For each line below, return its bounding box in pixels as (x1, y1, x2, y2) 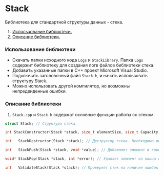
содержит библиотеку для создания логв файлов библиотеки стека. (12, 62, 155, 68)
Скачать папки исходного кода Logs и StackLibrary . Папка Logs (12, 57, 143, 63)
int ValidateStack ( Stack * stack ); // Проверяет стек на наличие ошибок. (5, 165, 161, 170)
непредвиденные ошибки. (12, 88, 67, 94)
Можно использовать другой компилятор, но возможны (12, 83, 130, 89)
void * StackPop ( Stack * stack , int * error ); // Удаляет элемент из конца (5, 156, 156, 161)
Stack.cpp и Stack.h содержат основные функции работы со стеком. (12, 111, 155, 117)
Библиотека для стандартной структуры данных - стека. (5, 19, 123, 25)
